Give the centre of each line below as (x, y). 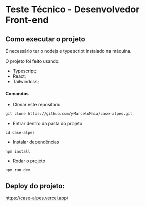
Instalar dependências (36, 142)
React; (19, 76)
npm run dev (18, 170)
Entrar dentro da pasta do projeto (47, 124)
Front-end (27, 20)
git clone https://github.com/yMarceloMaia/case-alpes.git (69, 114)
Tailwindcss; (26, 82)
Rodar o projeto (29, 161)
